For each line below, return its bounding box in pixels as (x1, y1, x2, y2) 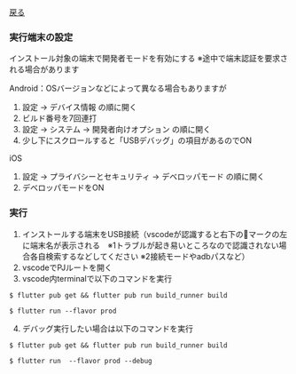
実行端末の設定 (9, 31, 74, 44)
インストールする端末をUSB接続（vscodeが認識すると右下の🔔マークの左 (21, 228, 288, 239)
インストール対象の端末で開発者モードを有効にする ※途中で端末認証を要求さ (9, 53, 288, 64)
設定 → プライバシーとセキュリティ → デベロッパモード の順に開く (21, 171, 266, 182)
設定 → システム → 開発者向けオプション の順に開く (21, 124, 211, 135)
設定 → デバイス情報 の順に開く (21, 102, 137, 113)
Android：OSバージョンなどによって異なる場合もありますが (9, 83, 228, 94)
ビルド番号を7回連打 (21, 113, 97, 123)
